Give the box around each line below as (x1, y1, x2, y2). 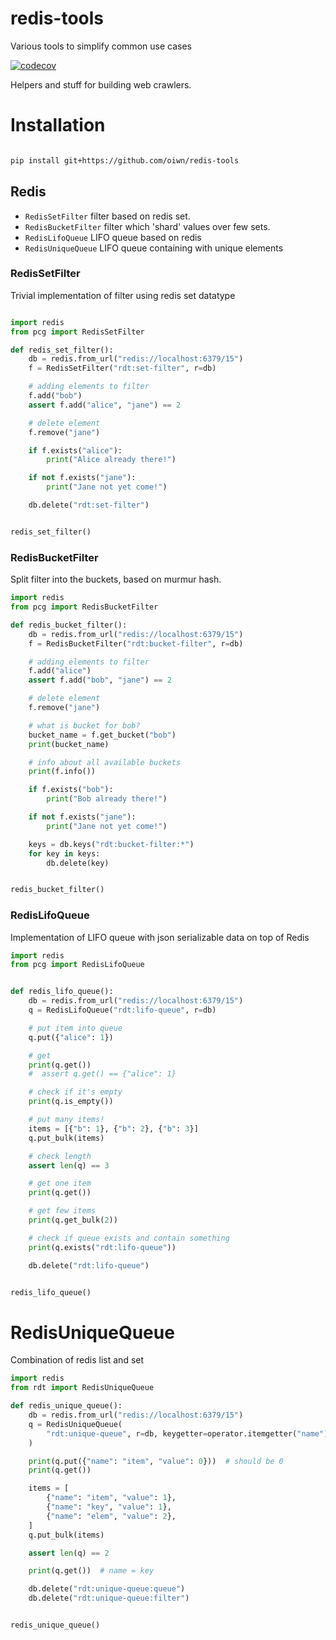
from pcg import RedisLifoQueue (10, 960, 145, 970)
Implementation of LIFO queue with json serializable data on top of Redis (10, 931, 310, 943)
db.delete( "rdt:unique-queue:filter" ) (28, 1593, 190, 1604)
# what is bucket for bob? (28, 720, 141, 731)
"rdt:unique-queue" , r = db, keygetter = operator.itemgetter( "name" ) (46, 1428, 329, 1439)
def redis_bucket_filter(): (10, 620, 128, 630)
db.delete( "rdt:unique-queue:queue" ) (28, 1584, 186, 1594)
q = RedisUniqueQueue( (28, 1419, 123, 1429)
